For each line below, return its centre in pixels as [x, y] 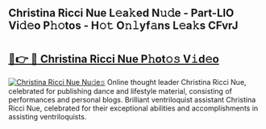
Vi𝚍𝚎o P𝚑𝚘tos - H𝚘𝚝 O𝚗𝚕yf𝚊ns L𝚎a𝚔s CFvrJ [123, 26]
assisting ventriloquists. [48, 117]
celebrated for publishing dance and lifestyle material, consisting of [120, 91]
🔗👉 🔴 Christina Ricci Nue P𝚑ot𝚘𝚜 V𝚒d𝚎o [114, 59]
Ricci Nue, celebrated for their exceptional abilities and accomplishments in [133, 108]
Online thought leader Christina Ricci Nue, [177, 82]
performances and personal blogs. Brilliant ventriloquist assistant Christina [132, 100]
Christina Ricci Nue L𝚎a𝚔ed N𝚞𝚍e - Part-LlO [121, 13]
